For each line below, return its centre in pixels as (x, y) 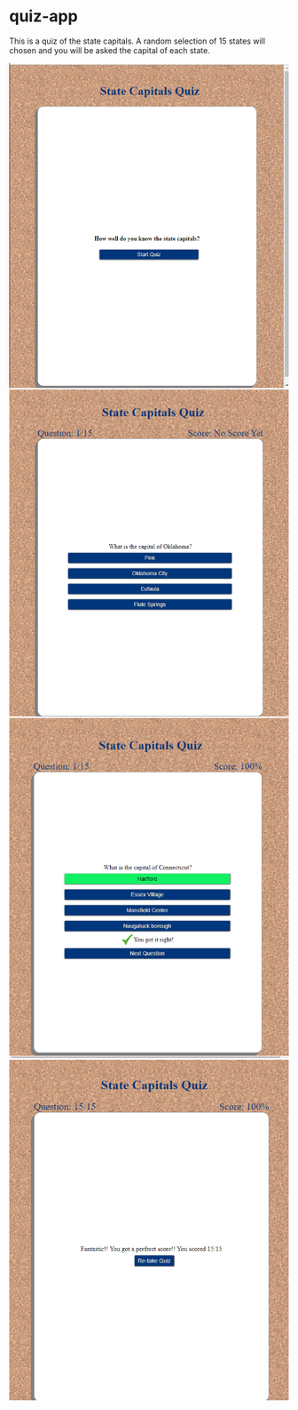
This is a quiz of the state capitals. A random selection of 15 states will (137, 41)
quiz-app (43, 16)
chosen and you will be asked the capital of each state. (110, 50)
